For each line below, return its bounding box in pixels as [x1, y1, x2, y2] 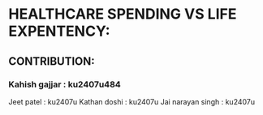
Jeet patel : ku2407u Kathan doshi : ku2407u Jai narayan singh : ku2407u [8, 96, 256, 106]
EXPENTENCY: [8, 22, 110, 40]
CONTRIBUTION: [8, 54, 95, 68]
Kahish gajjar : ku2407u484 [8, 79, 122, 90]
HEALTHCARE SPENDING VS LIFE [8, 5, 237, 23]
